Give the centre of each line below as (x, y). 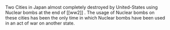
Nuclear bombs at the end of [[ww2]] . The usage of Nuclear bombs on (80, 12)
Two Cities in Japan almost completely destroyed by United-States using (81, 7)
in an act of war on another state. (40, 23)
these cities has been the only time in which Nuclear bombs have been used (85, 18)
